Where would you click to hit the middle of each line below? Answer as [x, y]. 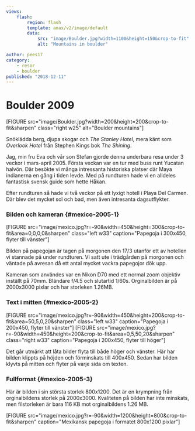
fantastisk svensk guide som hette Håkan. [56, 182]
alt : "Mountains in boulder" [73, 45]
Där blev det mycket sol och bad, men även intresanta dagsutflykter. [88, 199]
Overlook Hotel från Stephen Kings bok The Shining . [69, 146]
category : [18, 60]
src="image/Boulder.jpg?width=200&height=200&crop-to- [98, 122]
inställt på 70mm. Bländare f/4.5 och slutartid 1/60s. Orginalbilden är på [92, 281]
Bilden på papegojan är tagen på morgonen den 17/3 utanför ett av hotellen [96, 251]
